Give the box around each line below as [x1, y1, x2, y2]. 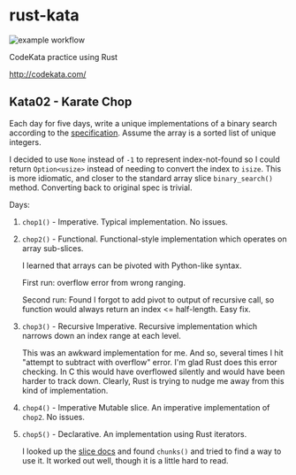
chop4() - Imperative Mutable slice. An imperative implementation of [21, 402, 270, 412]
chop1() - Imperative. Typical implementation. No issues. [21, 216, 228, 226]
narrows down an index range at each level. [21, 330, 181, 341]
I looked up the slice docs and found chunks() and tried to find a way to [21, 446, 282, 456]
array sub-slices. [21, 242, 84, 253]
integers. [9, 136, 42, 147]
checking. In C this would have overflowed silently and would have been [21, 366, 285, 377]
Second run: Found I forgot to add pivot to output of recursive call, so [21, 294, 275, 305]
